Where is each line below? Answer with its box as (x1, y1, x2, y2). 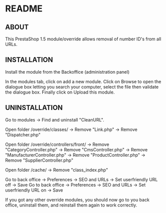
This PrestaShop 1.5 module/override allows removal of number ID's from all (5, 36, 162, 42)
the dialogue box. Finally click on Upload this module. (5, 89, 115, 95)
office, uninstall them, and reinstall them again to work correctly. (5, 202, 137, 208)
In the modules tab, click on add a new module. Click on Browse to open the (5, 78, 162, 85)
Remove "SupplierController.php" (5, 157, 74, 163)
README (5, 3, 43, 14)
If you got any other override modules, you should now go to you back (5, 197, 150, 203)
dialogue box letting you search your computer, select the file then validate (5, 84, 159, 90)
